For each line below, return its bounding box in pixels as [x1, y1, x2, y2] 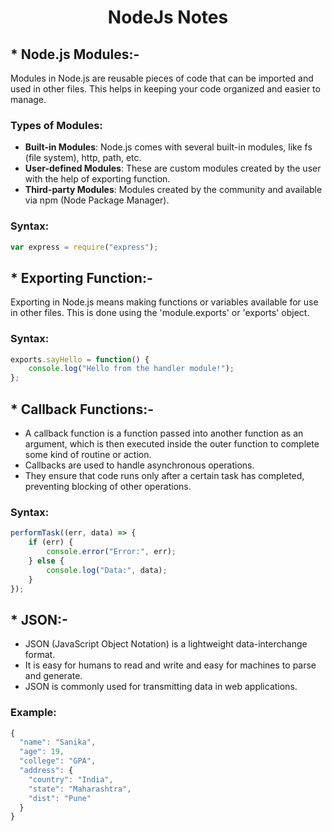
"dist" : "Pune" [28, 793, 92, 803]
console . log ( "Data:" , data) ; [46, 565, 168, 575]
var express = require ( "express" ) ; [10, 242, 159, 252]
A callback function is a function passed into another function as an [24, 427, 304, 440]
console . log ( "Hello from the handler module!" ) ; [28, 364, 235, 374]
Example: [10, 706, 57, 720]
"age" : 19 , [19, 747, 65, 757]
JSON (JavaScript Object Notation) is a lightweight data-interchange [24, 638, 308, 650]
